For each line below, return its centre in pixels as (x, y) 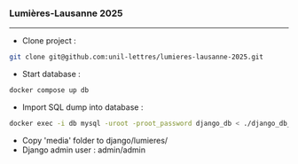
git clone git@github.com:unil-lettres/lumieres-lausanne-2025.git (137, 57)
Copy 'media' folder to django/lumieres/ (95, 140)
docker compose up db (49, 90)
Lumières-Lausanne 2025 (66, 13)
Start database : (51, 74)
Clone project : (49, 41)
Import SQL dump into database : (82, 107)
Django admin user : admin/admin (84, 150)
